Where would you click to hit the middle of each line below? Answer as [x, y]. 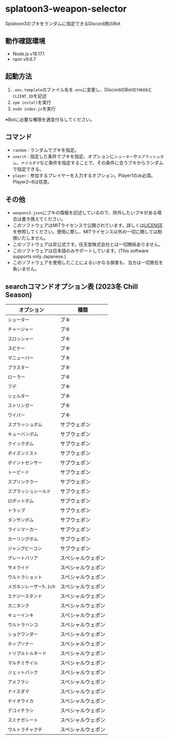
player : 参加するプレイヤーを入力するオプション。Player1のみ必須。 [84, 175]
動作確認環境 [25, 41]
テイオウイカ [21, 701]
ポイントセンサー [25, 463]
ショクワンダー [23, 634]
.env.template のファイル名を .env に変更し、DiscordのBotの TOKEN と [82, 89]
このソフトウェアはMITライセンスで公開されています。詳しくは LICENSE [88, 225]
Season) [19, 295]
